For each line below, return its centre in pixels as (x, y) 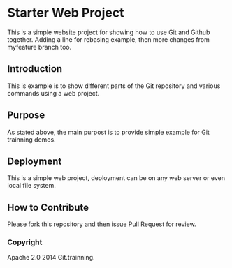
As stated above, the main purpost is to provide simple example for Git (108, 132)
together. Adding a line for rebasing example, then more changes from (108, 39)
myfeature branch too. (39, 47)
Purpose (26, 116)
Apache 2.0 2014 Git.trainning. (51, 258)
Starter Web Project (66, 13)
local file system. (31, 186)
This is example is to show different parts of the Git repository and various (114, 86)
